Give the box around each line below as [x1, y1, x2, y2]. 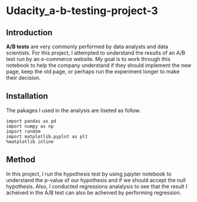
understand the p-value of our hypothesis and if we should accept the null [6, 176, 186, 183]
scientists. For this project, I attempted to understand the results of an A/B [6, 49, 185, 56]
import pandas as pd [6, 118, 57, 124]
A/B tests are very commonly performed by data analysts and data [6, 43, 169, 50]
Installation [6, 91, 48, 101]
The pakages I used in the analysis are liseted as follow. [6, 107, 141, 114]
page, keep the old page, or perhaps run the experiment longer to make [6, 68, 180, 75]
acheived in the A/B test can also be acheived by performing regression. [6, 189, 182, 196]
